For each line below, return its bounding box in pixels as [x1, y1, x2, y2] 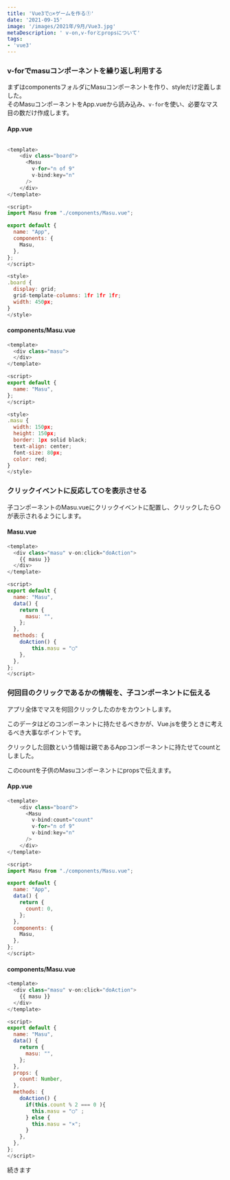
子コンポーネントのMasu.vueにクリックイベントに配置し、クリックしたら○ [7, 503, 221, 511]
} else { [25, 1114, 51, 1121]
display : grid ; [13, 286, 57, 293]
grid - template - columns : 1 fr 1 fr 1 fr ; [13, 292, 122, 299]
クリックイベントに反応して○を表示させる [7, 486, 148, 496]
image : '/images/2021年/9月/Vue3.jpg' [7, 23, 116, 30]
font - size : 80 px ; [13, 449, 63, 456]
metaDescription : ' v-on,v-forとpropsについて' [7, 29, 141, 36]
